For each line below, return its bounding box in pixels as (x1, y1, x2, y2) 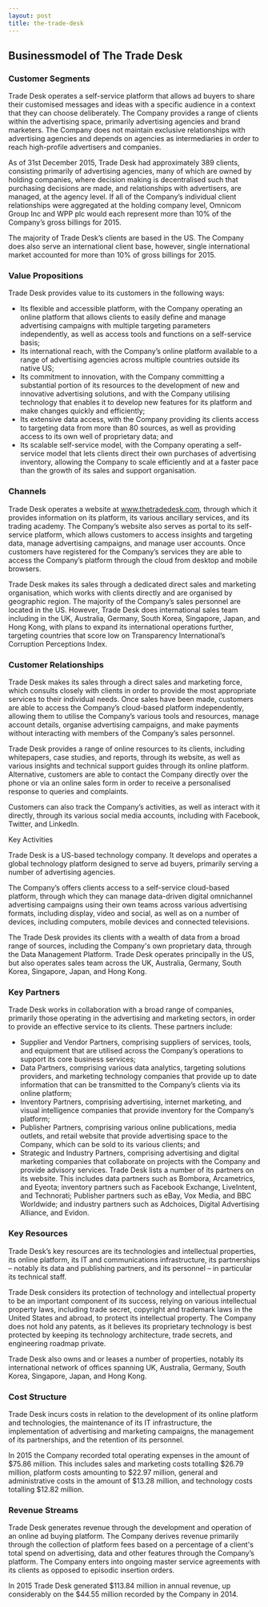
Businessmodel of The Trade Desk (8, 49, 183, 63)
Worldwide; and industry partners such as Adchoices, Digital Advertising (19, 1199, 260, 1209)
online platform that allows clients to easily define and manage (19, 312, 226, 322)
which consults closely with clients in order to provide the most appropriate (8, 686, 257, 696)
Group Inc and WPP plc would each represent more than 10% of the (8, 209, 232, 219)
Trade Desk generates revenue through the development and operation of (8, 1523, 252, 1532)
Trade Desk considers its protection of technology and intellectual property (8, 1287, 256, 1297)
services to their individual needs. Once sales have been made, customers (8, 695, 254, 704)
